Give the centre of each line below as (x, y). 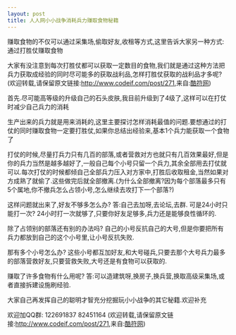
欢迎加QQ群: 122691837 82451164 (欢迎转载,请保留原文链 (91, 315)
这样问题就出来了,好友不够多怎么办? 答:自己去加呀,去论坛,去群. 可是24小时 (114, 205)
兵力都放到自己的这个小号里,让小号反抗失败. (71, 237)
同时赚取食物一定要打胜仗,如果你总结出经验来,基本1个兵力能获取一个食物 (124, 130)
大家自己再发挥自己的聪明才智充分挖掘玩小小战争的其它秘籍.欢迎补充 (107, 300)
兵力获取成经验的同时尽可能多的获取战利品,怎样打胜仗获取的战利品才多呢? (115, 74)
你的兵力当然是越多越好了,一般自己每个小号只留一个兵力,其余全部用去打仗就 (117, 163)
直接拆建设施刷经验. (42, 285)
